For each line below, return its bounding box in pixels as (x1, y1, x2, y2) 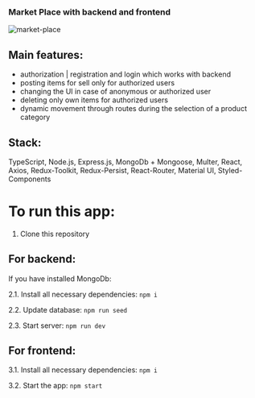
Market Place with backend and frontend (8, 6, 171, 18)
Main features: (8, 48, 84, 62)
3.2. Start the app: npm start (8, 381, 103, 391)
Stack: (8, 135, 42, 149)
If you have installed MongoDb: (8, 273, 112, 284)
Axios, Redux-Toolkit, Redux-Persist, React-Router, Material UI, (8, 165, 216, 175)
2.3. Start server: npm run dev (8, 321, 106, 330)
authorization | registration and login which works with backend (19, 69, 232, 79)
